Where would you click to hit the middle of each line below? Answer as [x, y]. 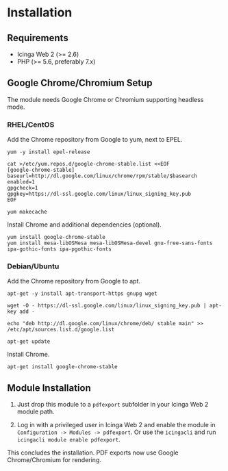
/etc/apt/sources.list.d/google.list [61, 330]
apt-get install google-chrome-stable [62, 367]
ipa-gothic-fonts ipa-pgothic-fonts [59, 249]
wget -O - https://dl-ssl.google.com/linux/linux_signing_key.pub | [107, 306]
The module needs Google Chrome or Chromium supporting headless [105, 99]
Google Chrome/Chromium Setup [80, 83]
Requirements [38, 38]
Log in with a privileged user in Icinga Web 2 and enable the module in [116, 425]
